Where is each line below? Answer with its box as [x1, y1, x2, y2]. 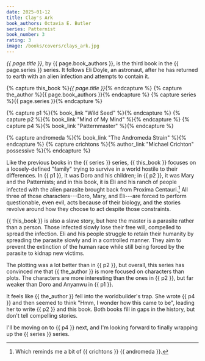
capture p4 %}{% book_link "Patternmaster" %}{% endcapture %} [6, 122, 174, 129]
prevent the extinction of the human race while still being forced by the [6, 243, 184, 250]
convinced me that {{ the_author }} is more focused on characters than [6, 268, 185, 275]
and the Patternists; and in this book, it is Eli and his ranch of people [6, 178, 177, 185]
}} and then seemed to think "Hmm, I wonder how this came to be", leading [6, 299, 195, 306]
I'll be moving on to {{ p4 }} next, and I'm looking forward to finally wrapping [6, 324, 198, 331]
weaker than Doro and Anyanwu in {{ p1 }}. [6, 281, 114, 288]
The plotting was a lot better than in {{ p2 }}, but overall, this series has [6, 261, 185, 268]
